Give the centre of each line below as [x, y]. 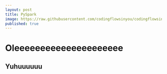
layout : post [19, 10]
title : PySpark [21, 14]
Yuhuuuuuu [24, 66]
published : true [22, 24]
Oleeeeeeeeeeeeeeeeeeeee [64, 48]
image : [12, 19]
